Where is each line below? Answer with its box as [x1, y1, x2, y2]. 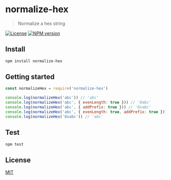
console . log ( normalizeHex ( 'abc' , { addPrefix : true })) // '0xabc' [5, 105, 152, 110]
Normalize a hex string [17, 20, 65, 26]
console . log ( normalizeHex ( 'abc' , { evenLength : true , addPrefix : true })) [5, 109, 167, 114]
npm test [5, 141, 24, 147]
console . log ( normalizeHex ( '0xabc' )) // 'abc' [5, 114, 103, 119]
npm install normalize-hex [5, 58, 63, 64]
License [5, 156, 31, 164]
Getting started [5, 73, 55, 81]
